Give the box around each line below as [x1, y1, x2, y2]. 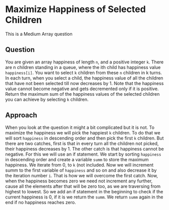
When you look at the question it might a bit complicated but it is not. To [5, 124, 155, 130]
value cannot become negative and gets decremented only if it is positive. [5, 86, 159, 92]
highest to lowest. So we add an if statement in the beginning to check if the [5, 188, 163, 194]
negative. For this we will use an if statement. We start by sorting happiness [5, 151, 161, 157]
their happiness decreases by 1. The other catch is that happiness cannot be [5, 146, 164, 152]
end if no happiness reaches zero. [5, 199, 76, 205]
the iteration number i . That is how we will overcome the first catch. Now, [5, 172, 158, 178]
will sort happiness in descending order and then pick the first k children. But [5, 135, 164, 141]
